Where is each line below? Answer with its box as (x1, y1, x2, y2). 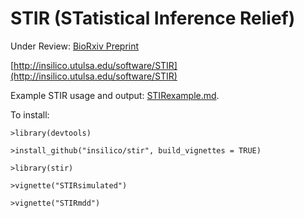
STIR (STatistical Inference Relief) (10, 7, 296, 30)
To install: (10, 108, 50, 121)
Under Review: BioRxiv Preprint (10, 40, 140, 52)
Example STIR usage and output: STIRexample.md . (10, 89, 220, 101)
